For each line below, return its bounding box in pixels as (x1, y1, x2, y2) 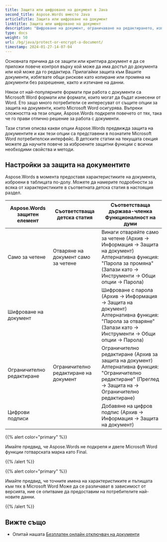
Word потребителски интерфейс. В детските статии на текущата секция (5, 136, 158, 142)
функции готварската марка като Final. (5, 449, 88, 455)
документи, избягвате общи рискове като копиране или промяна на (5, 74, 151, 80)
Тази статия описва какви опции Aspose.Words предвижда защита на (5, 125, 154, 131)
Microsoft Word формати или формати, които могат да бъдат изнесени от (5, 94, 161, 100)
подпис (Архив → (101, 409, 144, 416)
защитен (17, 211, 39, 218)
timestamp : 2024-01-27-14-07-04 (5, 44, 72, 49)
